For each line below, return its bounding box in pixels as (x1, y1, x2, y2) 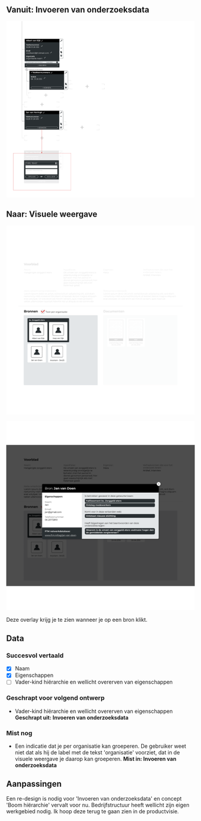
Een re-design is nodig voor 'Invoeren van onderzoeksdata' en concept (6, 795, 182, 802)
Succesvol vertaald (6, 651, 64, 660)
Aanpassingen (6, 779, 62, 789)
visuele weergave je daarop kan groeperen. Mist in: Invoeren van (14, 756, 176, 763)
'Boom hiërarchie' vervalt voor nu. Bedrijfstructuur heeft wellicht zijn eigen (6, 801, 190, 808)
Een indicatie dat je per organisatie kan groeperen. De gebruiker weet (14, 742, 187, 750)
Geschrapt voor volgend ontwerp (6, 694, 105, 702)
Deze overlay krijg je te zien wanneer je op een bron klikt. (6, 616, 148, 623)
